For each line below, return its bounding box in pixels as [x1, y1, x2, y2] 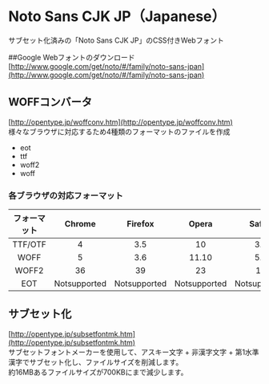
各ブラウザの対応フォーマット [8, 190, 124, 201]
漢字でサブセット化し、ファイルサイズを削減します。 [8, 357, 183, 366]
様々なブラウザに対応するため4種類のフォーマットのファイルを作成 [8, 126, 231, 137]
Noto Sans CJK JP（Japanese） [8, 7, 227, 26]
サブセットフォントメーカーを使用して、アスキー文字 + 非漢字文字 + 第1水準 [8, 347, 259, 357]
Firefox [126, 219, 155, 230]
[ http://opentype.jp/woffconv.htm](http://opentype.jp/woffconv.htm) [8, 117, 234, 127]
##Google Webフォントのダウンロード [8, 52, 135, 62]
